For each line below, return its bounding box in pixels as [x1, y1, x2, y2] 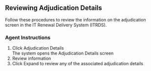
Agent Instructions [5, 34, 51, 41]
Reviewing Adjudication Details [5, 4, 103, 12]
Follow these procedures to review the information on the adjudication [5, 17, 146, 22]
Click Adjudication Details [12, 45, 64, 51]
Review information [12, 55, 51, 61]
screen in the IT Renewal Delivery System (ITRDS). [5, 22, 107, 28]
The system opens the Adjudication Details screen [12, 51, 114, 56]
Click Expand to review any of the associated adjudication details [12, 61, 143, 67]
